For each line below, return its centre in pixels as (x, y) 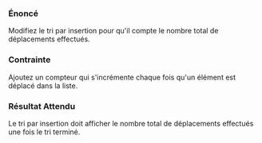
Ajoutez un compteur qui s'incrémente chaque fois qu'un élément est (122, 77)
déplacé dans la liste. (43, 85)
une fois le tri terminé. (44, 132)
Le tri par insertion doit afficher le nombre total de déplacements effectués (131, 123)
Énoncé (23, 14)
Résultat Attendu (42, 106)
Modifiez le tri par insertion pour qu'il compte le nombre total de (113, 31)
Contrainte (30, 60)
